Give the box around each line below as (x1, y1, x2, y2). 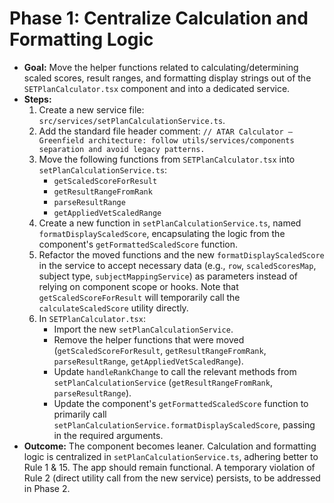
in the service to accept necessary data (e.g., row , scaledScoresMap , (38, 259, 317, 271)
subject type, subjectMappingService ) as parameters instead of (38, 270, 298, 282)
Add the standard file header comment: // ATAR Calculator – (38, 125, 293, 137)
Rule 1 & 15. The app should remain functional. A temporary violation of (23, 461, 316, 473)
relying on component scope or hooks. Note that (38, 280, 239, 292)
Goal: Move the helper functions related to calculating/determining (23, 61, 299, 73)
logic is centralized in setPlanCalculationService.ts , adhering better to (23, 450, 319, 462)
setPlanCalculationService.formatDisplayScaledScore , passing (53, 418, 316, 431)
